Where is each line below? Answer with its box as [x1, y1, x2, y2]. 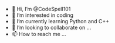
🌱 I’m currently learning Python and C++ [11, 18, 110, 24]
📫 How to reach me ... [11, 31, 66, 37]
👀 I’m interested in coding [11, 12, 74, 19]
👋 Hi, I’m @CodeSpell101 [11, 6, 71, 12]
